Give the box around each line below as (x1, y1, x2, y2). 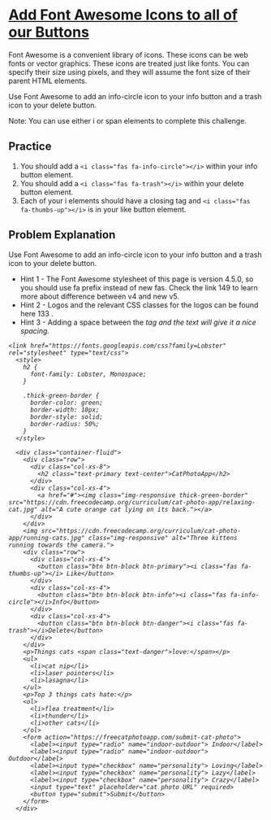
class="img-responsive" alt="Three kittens (88, 534, 238, 542)
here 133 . (19, 308, 54, 318)
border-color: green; (29, 399, 104, 407)
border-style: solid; (29, 412, 104, 421)
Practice (8, 140, 52, 154)
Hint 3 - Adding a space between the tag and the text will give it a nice (19, 317, 257, 327)
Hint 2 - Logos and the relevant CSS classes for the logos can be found (19, 299, 259, 310)
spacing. (19, 325, 50, 335)
